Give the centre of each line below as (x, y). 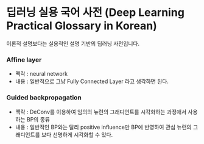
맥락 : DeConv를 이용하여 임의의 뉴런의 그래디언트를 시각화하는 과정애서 (101, 112)
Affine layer (24, 60)
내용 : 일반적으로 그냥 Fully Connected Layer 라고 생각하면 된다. (92, 81)
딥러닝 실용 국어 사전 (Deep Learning (95, 13)
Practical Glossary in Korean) (82, 26)
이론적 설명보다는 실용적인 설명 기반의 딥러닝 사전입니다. (73, 43)
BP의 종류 (38, 119)
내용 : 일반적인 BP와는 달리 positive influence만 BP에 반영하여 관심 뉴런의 (103, 127)
